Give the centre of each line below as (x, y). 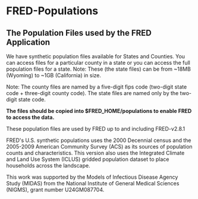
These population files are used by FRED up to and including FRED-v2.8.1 (96, 129)
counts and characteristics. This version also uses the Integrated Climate (95, 153)
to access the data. (30, 117)
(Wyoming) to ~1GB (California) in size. (54, 75)
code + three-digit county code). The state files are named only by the (92, 93)
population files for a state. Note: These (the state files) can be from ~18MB (99, 69)
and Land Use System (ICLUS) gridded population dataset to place (88, 159)
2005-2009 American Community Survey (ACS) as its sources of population (99, 146)
